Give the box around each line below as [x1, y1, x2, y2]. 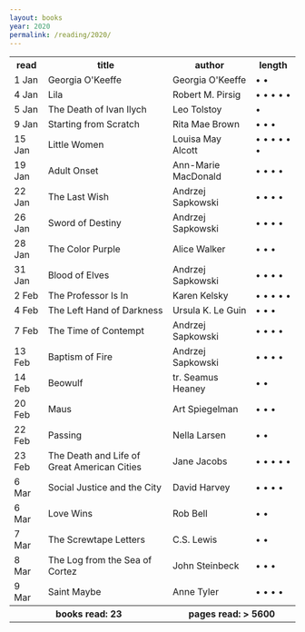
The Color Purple [47, 242, 121, 255]
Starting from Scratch [47, 118, 141, 131]
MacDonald [172, 170, 222, 183]
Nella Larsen [172, 429, 227, 441]
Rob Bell [172, 508, 208, 520]
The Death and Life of [47, 449, 141, 462]
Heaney [172, 382, 206, 395]
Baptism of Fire [47, 351, 113, 363]
